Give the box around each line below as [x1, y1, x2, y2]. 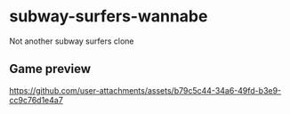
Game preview [9, 61, 92, 77]
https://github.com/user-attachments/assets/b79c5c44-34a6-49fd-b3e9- [9, 85, 282, 95]
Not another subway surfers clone [9, 36, 135, 46]
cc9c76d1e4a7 [9, 94, 64, 105]
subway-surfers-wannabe [9, 6, 208, 27]
